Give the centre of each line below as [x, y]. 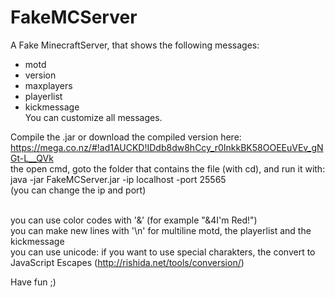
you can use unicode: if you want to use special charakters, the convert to [163, 252]
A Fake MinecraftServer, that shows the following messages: [135, 45]
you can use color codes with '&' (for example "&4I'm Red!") [134, 220]
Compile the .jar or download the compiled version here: [126, 137]
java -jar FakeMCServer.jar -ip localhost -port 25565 [118, 179]
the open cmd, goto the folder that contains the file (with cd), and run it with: [168, 168]
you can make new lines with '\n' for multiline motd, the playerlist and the [161, 230]
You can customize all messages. [93, 117]
